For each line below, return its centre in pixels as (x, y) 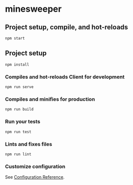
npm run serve (19, 87)
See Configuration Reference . (35, 177)
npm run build (19, 109)
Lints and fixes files (29, 144)
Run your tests (23, 122)
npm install (17, 65)
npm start (15, 38)
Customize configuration (35, 166)
